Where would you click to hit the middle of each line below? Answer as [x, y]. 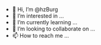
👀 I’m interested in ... [38, 16]
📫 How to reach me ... [40, 36]
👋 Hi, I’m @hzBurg [35, 9]
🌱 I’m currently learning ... [45, 22]
